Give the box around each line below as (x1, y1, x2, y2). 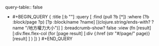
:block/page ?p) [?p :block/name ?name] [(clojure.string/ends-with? (12, 19, 151, 25)
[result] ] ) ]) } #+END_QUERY (12, 36, 73, 42)
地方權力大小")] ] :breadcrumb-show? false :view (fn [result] (28, 25, 152, 31)
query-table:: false (5, 4, 43, 10)
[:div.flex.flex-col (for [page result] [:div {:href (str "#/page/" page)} (12, 31, 150, 36)
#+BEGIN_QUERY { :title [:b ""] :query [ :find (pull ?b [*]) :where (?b (12, 14, 150, 19)
